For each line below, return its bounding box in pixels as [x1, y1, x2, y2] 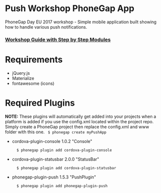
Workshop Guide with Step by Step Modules [5, 36, 111, 43]
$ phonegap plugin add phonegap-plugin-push [16, 183, 108, 188]
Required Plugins [5, 97, 75, 108]
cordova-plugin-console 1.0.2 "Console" [12, 138, 93, 144]
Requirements [5, 54, 63, 65]
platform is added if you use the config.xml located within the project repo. [5, 118, 154, 124]
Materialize [12, 75, 35, 81]
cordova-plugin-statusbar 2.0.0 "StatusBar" [12, 156, 100, 162]
